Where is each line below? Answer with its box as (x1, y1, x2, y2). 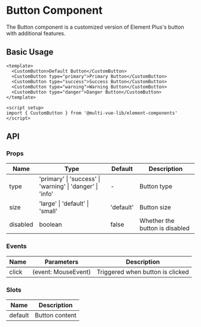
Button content (35, 311, 77, 320)
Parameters (44, 258, 79, 266)
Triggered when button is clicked (96, 267, 190, 276)
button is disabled (139, 224, 190, 233)
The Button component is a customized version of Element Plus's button (6, 23, 184, 30)
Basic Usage (6, 47, 54, 57)
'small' (38, 207, 58, 215)
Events (6, 242, 27, 250)
